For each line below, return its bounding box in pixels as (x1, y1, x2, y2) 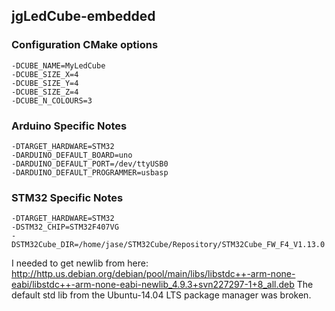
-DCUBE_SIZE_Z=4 (11, 87, 79, 97)
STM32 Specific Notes (11, 190, 124, 204)
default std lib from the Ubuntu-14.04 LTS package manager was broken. (11, 289, 312, 301)
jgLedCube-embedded (11, 8, 156, 25)
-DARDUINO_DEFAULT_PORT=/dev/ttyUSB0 (11, 159, 169, 169)
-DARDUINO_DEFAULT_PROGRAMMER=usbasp (11, 167, 169, 178)
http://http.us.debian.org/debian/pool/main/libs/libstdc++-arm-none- (11, 268, 296, 280)
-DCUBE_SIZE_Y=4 (11, 78, 79, 88)
